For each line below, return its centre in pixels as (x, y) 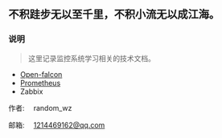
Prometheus (40, 83)
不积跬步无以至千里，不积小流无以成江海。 (114, 14)
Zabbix (31, 91)
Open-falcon (41, 74)
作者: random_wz (40, 108)
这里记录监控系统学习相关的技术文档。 (91, 58)
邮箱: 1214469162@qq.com (57, 125)
